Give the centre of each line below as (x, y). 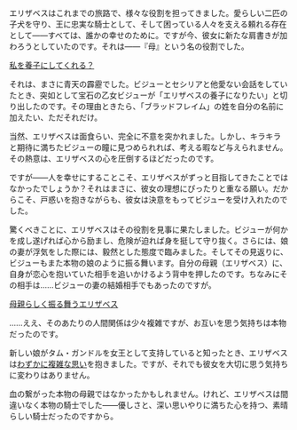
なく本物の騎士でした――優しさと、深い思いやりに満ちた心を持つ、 (148, 405)
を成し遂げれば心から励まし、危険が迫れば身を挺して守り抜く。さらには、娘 (149, 241)
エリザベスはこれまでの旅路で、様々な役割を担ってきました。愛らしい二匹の (148, 13)
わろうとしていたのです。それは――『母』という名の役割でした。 (129, 46)
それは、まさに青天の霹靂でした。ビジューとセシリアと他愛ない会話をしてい (148, 84)
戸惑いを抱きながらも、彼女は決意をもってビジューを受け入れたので (164, 199)
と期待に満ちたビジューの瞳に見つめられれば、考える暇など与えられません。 (148, 147)
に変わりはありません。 (52, 375)
